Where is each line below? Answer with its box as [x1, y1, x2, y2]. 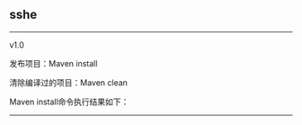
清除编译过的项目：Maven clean [9, 76, 129, 88]
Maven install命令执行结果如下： [9, 96, 129, 107]
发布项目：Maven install [9, 58, 98, 68]
